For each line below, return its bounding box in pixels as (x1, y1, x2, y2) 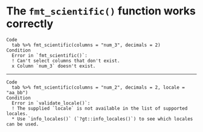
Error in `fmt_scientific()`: (11, 52, 88, 58)
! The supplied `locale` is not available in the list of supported (11, 105, 188, 112)
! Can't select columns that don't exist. (11, 58, 120, 64)
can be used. (6, 121, 39, 127)
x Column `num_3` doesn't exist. (11, 63, 96, 69)
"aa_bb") (6, 89, 28, 95)
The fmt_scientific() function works (6, 4, 196, 18)
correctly (6, 17, 54, 31)
